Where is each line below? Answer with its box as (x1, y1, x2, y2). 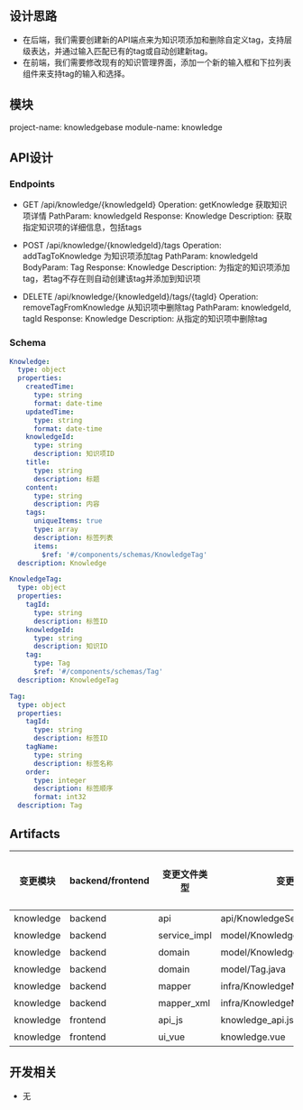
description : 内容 (32, 499, 100, 508)
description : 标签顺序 (32, 784, 114, 793)
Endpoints (9, 177, 56, 190)
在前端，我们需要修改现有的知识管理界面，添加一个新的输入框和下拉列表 (22, 57, 291, 68)
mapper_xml (157, 996, 210, 1009)
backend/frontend (69, 874, 150, 887)
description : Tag (17, 801, 83, 810)
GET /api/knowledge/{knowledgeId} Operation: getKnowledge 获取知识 (22, 200, 288, 210)
